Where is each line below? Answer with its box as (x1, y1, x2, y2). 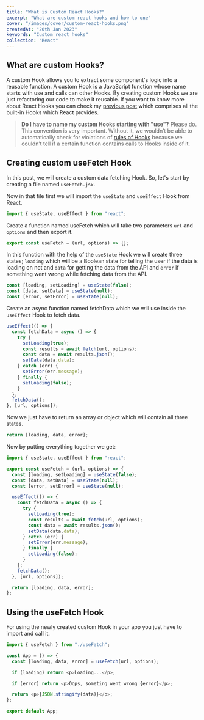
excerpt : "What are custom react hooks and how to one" (6, 15, 151, 21)
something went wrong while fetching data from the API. (6, 270, 148, 278)
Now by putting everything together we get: (6, 443, 116, 450)
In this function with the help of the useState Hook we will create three (6, 251, 183, 259)
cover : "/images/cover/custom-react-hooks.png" (6, 20, 130, 26)
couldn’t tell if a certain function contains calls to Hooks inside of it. (21, 140, 191, 147)
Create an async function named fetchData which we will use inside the (6, 305, 186, 312)
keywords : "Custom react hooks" (6, 32, 88, 38)
